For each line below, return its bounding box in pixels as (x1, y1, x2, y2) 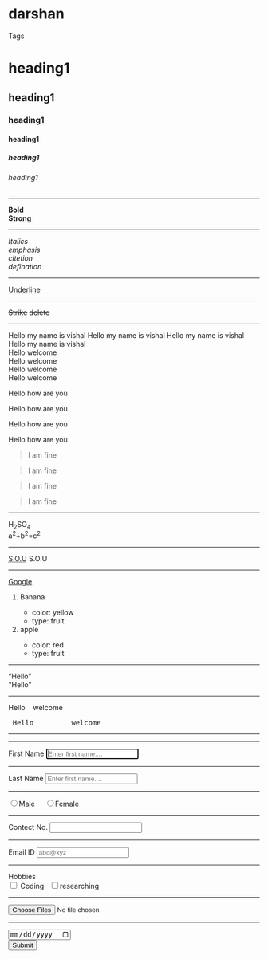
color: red (31, 640, 64, 650)
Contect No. (8, 823, 48, 832)
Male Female (18, 799, 80, 809)
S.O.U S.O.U (8, 554, 48, 564)
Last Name (8, 774, 44, 784)
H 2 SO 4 (8, 519, 31, 531)
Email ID (8, 847, 36, 857)
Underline (8, 285, 41, 294)
